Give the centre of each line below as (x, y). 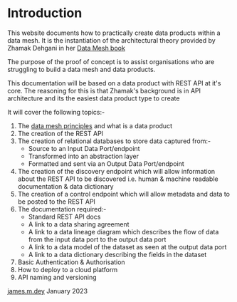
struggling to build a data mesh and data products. (81, 69)
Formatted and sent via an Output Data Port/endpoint (106, 163)
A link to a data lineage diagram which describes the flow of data (123, 231)
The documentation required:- (62, 209)
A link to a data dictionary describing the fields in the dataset (117, 254)
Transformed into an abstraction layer (83, 156)
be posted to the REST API (57, 202)
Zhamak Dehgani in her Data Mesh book (67, 48)
